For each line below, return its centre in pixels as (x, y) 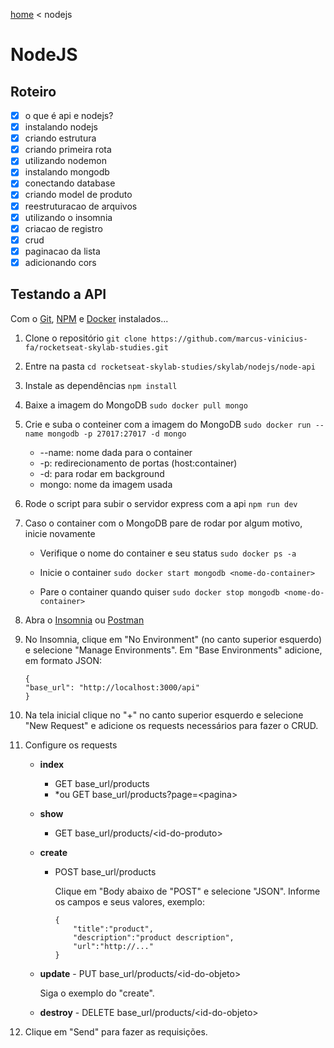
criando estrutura (60, 138)
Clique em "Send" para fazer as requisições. (116, 1031)
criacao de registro (64, 228)
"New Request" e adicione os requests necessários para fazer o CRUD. (171, 725)
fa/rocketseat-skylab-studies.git (96, 347)
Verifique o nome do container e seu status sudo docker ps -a (168, 553)
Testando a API (58, 294)
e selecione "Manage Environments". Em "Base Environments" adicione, (173, 650)
